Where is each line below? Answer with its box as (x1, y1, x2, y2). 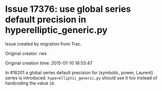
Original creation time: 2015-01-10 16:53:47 (5, 60, 93, 66)
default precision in (5, 14, 86, 25)
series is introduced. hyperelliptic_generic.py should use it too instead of (5, 75, 158, 81)
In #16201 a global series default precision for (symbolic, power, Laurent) (5, 69, 153, 75)
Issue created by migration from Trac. (5, 41, 82, 46)
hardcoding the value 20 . (5, 80, 55, 86)
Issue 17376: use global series (5, 3, 131, 15)
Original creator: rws (5, 50, 47, 56)
